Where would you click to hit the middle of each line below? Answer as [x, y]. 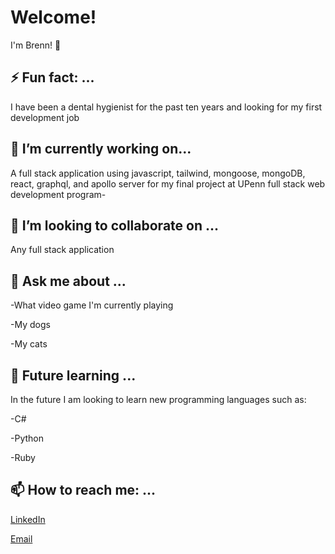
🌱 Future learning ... [73, 375]
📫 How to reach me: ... [83, 490]
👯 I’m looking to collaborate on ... [115, 225]
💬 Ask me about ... [68, 281]
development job [45, 117]
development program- [58, 194]
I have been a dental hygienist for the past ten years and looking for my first [166, 107]
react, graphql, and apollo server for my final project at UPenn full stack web [168, 183]
